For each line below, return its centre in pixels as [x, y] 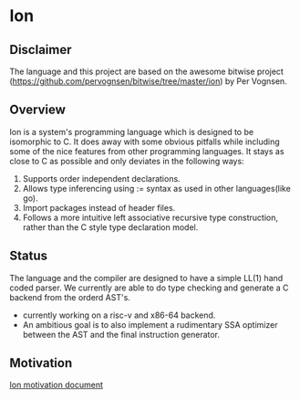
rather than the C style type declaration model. [110, 227]
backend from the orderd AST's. [70, 297]
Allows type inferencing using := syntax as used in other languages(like [157, 188]
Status [29, 256]
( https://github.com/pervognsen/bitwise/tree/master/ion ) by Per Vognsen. [148, 81]
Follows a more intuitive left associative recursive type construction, [150, 217]
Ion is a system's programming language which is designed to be [131, 131]
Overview [38, 110]
